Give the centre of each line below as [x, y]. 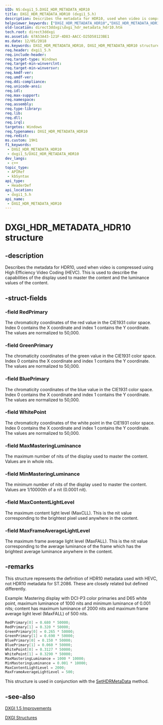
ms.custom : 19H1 [21, 140]
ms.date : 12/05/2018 [26, 41]
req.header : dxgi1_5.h [28, 50]
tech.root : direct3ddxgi [30, 32]
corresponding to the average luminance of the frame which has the [73, 546]
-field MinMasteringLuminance [42, 474]
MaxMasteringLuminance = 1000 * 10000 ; [45, 659]
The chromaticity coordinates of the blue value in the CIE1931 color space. [79, 389]
